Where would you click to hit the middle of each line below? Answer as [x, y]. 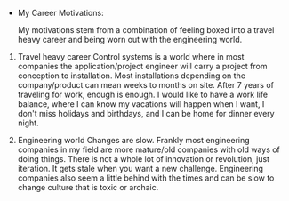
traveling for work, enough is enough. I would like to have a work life [143, 94]
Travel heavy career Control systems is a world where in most [131, 56]
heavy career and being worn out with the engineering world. [130, 40]
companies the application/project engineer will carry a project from [142, 66]
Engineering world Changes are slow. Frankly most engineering [134, 140]
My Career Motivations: [60, 13]
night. [28, 123]
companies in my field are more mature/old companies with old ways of [149, 149]
